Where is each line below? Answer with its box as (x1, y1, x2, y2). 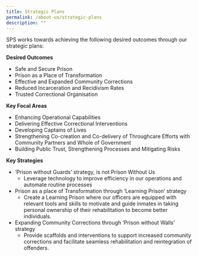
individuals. (23, 213, 52, 220)
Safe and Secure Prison (14, 65, 73, 73)
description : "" (6, 20, 46, 26)
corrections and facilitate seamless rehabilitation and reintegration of (23, 238, 192, 245)
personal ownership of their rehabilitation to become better (23, 207, 168, 214)
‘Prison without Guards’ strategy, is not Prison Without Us (14, 168, 155, 176)
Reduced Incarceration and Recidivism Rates (14, 85, 124, 92)
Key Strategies (6, 157, 43, 164)
